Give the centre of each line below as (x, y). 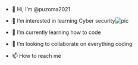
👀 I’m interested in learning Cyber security (63, 21)
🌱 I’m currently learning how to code (56, 32)
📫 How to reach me (36, 56)
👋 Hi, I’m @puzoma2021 (41, 9)
